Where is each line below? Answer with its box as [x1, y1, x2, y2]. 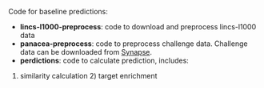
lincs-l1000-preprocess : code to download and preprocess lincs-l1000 [19, 22, 257, 31]
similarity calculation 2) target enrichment [19, 71, 158, 80]
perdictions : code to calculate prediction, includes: [19, 55, 190, 65]
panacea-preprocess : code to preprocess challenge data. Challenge [19, 39, 248, 48]
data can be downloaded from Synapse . [19, 48, 152, 56]
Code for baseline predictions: [8, 7, 108, 16]
